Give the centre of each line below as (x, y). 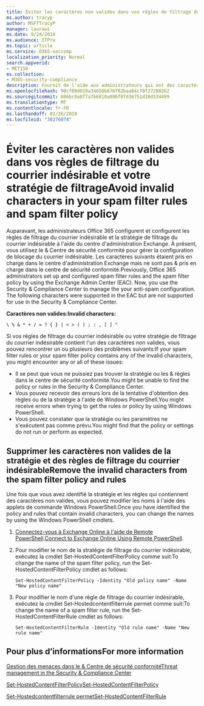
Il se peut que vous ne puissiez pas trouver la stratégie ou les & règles (103, 374)
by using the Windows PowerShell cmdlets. (60, 520)
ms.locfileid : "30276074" (39, 119)
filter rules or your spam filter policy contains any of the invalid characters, (100, 356)
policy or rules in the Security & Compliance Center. (80, 387)
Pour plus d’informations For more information (95, 652)
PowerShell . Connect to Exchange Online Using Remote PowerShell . (99, 538)
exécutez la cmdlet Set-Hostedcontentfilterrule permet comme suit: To (102, 604)
